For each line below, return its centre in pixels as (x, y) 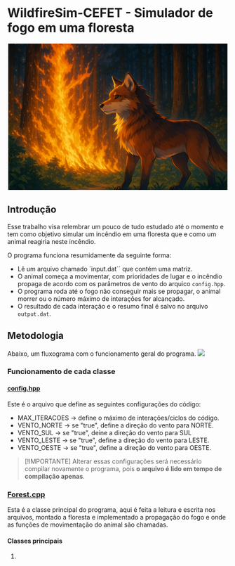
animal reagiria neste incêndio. (52, 241)
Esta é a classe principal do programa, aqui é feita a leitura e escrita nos (112, 509)
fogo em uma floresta (71, 28)
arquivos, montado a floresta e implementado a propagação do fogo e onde (117, 517)
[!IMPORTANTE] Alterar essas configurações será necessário (113, 461)
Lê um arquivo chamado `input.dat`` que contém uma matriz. (105, 269)
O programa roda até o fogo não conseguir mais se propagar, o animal (119, 291)
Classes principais (35, 541)
